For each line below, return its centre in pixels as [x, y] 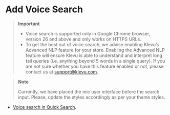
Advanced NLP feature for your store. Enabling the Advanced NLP [95, 50]
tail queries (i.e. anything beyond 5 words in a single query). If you [95, 61]
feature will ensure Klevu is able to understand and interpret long [94, 55]
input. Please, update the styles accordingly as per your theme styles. [91, 97]
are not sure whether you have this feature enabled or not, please [94, 66]
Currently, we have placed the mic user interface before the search [89, 91]
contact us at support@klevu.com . [62, 72]
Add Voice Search [44, 9]
